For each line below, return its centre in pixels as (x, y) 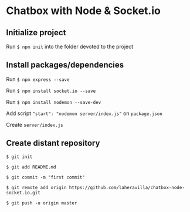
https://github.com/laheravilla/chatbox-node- (127, 187)
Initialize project (36, 33)
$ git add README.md (31, 167)
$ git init (19, 157)
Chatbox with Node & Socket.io (84, 11)
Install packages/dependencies (65, 65)
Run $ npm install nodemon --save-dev (54, 102)
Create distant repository (53, 143)
